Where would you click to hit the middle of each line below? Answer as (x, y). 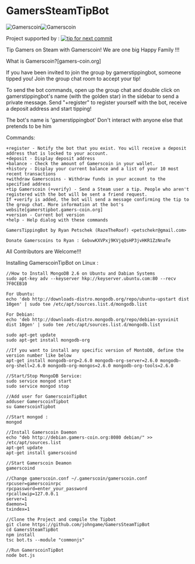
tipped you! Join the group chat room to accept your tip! (74, 78)
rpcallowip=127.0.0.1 (32, 494)
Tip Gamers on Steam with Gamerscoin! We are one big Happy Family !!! (93, 49)
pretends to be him (29, 126)
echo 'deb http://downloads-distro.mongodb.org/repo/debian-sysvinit (93, 319)
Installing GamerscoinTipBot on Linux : (52, 262)
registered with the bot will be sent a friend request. (77, 194)
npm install (20, 535)
